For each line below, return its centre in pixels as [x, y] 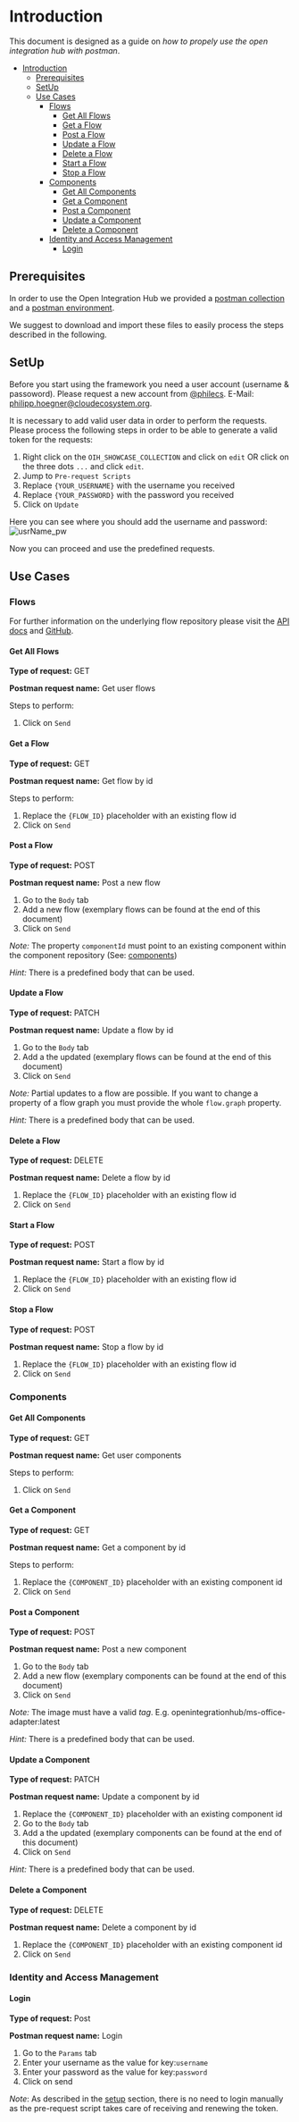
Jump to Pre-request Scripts [76, 476]
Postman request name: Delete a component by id [103, 1927]
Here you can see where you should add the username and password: [138, 521]
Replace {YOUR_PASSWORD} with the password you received [128, 494]
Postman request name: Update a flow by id [91, 1031]
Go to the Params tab [59, 2052]
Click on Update [50, 504]
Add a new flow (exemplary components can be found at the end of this [154, 1676]
